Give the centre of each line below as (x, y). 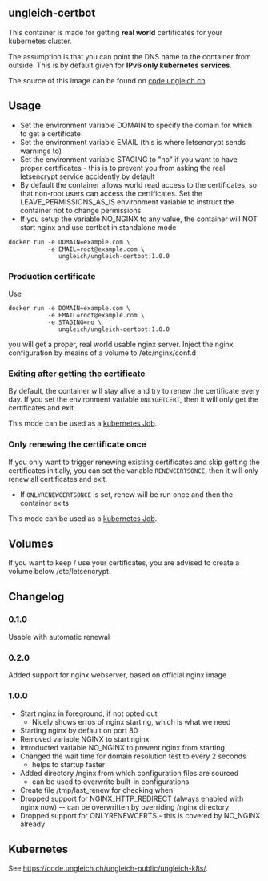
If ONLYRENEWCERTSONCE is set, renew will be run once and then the (126, 494)
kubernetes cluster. (40, 41)
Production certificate (52, 276)
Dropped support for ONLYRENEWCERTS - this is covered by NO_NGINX (140, 815)
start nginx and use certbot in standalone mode (98, 227)
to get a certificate (50, 133)
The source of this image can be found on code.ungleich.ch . (108, 80)
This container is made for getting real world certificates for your (116, 32)
